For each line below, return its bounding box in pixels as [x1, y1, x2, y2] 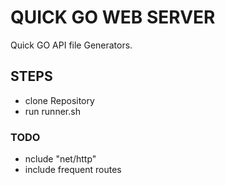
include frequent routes [24, 164, 122, 176]
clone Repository [24, 94, 95, 106]
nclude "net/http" [24, 153, 97, 165]
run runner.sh [24, 105, 81, 117]
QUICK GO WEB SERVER [10, 6, 216, 29]
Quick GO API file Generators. [10, 39, 133, 51]
